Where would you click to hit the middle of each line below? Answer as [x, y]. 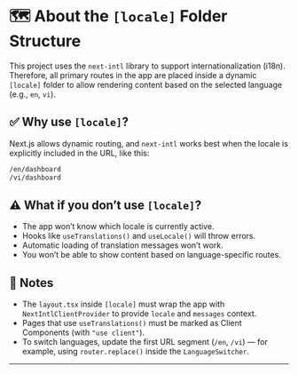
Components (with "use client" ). [83, 332]
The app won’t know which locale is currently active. [118, 227]
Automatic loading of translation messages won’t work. [122, 245]
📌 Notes [31, 283]
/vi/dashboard [35, 178]
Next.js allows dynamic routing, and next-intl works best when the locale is [149, 143]
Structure [45, 41]
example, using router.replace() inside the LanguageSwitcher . [136, 352]
